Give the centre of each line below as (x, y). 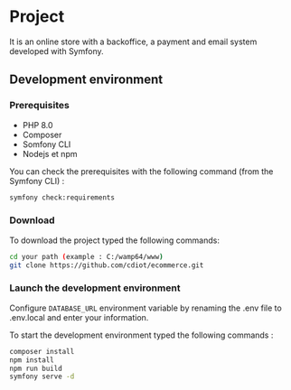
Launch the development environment (95, 288)
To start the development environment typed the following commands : (141, 335)
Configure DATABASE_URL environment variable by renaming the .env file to (145, 308)
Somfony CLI (47, 144)
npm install (32, 360)
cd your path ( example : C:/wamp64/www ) (87, 256)
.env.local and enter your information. (79, 317)
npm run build (36, 368)
